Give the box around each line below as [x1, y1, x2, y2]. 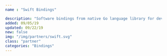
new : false [5, 30, 28, 35]
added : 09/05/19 [5, 21, 39, 26]
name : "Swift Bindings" [5, 7, 57, 12]
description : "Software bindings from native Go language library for [5, 16, 155, 21]
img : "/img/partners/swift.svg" [5, 34, 72, 39]
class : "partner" [5, 39, 41, 44]
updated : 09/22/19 [5, 25, 43, 30]
